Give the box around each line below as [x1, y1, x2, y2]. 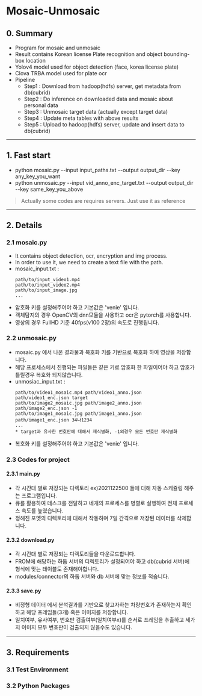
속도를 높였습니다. [21, 507, 64, 514]
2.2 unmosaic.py [6, 334, 57, 343]
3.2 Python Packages [6, 682, 70, 690]
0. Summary [6, 28, 53, 39]
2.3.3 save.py [6, 587, 41, 594]
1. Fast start [6, 151, 51, 161]
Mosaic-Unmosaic [6, 4, 100, 18]
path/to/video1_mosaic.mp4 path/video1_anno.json [14, 390, 142, 396]
